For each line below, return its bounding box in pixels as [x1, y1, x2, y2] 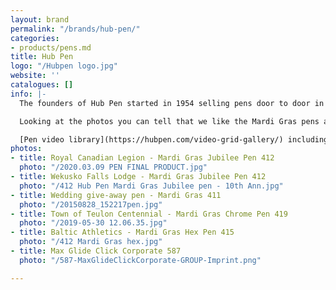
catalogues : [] [10, 80, 74, 90]
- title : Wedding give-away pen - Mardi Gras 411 [10, 190, 222, 200]
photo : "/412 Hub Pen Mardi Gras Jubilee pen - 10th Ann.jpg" [19, 181, 284, 191]
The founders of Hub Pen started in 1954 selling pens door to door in [19, 98, 325, 108]
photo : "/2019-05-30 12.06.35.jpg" [19, 218, 168, 228]
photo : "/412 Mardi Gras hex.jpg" [19, 237, 163, 247]
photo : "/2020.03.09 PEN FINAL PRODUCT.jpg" [19, 162, 208, 173]
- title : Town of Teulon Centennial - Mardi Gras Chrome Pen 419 [10, 209, 288, 219]
